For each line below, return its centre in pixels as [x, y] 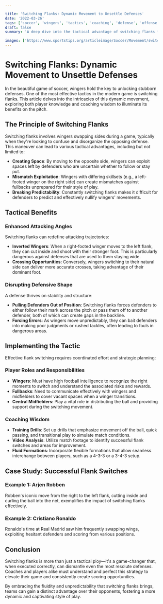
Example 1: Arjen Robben [35, 485]
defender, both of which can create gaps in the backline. [68, 315]
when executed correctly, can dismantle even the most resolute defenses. [79, 566]
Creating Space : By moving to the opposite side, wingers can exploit [81, 161]
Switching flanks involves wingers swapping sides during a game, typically [80, 136]
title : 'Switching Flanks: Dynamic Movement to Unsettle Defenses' [75, 14]
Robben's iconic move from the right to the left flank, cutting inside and [76, 495]
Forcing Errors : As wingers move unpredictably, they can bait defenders [84, 320]
